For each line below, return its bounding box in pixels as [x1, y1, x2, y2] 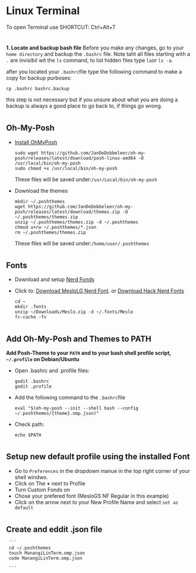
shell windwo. [14, 474, 48, 481]
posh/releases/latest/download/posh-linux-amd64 [14, 155, 136, 161]
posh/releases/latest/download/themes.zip [14, 209, 120, 215]
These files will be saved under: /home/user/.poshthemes [14, 239, 150, 246]
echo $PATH [14, 432, 42, 438]
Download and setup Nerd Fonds [14, 276, 95, 283]
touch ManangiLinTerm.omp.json [8, 550, 85, 557]
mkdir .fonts [14, 304, 47, 310]
